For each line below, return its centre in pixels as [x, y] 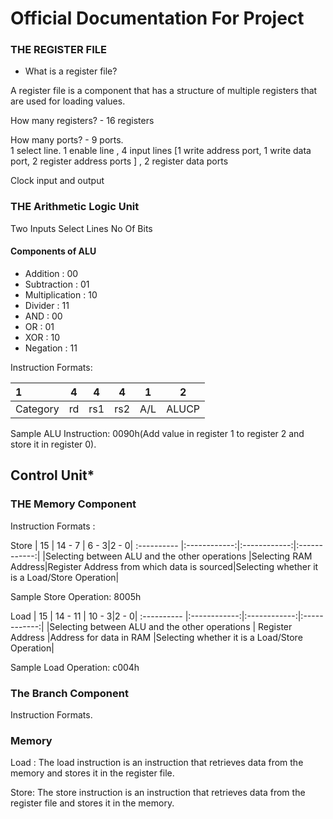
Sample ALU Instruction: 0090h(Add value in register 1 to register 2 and [157, 433]
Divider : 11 [47, 305]
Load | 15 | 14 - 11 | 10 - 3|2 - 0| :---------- [96, 616]
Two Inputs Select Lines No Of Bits [81, 228]
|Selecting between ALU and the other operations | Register [169, 626]
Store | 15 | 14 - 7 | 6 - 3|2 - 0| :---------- [94, 545]
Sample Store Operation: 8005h [76, 596]
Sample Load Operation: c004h [75, 667]
